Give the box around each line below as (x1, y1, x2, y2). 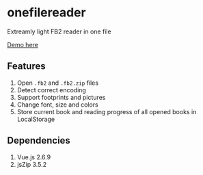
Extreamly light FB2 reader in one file (7, 27, 111, 36)
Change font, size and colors (16, 100, 98, 109)
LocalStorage (16, 115, 55, 123)
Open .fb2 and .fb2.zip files (16, 79, 99, 87)
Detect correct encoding (16, 85, 87, 94)
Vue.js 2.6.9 (16, 152, 51, 161)
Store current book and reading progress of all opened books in (16, 107, 197, 116)
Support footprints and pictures (16, 93, 106, 101)
